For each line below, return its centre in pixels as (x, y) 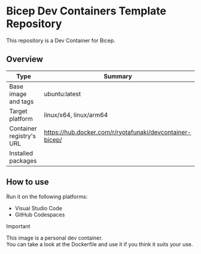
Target (19, 111)
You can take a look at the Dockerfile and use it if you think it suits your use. (100, 244)
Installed (21, 153)
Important (18, 226)
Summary (118, 76)
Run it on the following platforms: (47, 196)
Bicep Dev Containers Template (86, 11)
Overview (25, 59)
